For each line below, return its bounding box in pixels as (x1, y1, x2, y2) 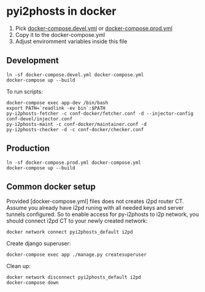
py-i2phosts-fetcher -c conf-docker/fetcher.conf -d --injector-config (6, 110, 193, 117)
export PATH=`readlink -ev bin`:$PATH (6, 105, 106, 111)
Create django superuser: (6, 240, 71, 247)
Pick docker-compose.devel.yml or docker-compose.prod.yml (15, 25, 173, 32)
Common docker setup (6, 181, 96, 191)
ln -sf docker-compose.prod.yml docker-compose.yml (6, 159, 141, 166)
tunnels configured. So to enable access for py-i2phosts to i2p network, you (6, 210, 199, 218)
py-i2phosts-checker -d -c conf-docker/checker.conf (6, 126, 144, 133)
